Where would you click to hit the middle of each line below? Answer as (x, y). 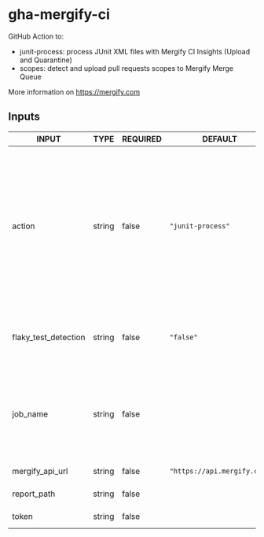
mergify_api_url (40, 471)
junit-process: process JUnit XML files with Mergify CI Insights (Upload (135, 51)
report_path (34, 494)
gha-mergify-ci (59, 15)
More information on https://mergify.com (74, 91)
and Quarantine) (46, 60)
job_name (30, 413)
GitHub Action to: (36, 36)
